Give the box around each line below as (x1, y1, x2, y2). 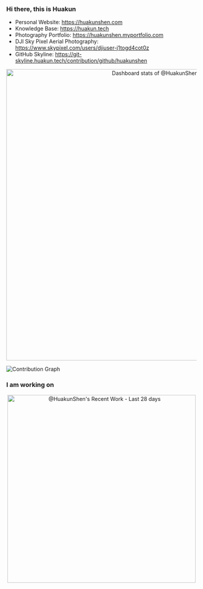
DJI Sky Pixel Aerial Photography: (14, 38, 98, 45)
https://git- (55, 51, 82, 58)
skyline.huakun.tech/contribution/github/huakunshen (14, 57, 147, 65)
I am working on (6, 380, 54, 389)
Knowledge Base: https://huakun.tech (14, 25, 109, 32)
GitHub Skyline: (14, 51, 54, 58)
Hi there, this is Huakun (6, 5, 77, 13)
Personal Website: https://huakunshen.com (14, 19, 123, 26)
